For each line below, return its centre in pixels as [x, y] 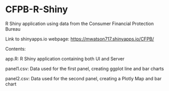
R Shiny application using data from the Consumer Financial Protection [80, 24]
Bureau [13, 29]
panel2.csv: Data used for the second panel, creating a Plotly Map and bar [83, 78]
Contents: [16, 49]
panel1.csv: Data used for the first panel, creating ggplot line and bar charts [85, 69]
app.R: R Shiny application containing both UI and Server [65, 59]
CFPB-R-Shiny [37, 9]
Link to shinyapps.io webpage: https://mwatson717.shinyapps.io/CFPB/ [80, 39]
